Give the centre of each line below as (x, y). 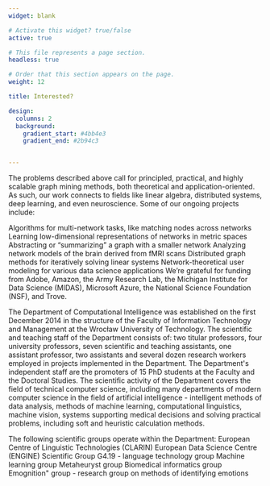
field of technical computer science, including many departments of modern (135, 389)
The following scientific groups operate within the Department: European (129, 439)
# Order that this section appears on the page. (91, 75)
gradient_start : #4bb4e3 (64, 134)
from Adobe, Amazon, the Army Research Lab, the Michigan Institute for (128, 280)
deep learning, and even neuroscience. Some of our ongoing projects (124, 204)
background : (36, 126)
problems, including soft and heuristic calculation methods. (107, 423)
